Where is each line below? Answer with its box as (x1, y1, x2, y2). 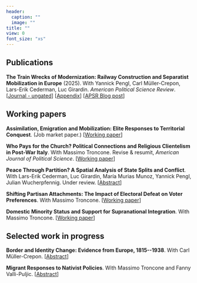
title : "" (6, 25, 31, 31)
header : (6, 8, 25, 15)
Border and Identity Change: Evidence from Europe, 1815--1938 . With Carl (6, 247, 190, 254)
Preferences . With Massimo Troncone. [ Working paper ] (6, 197, 141, 204)
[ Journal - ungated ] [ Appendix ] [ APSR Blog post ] (6, 92, 125, 99)
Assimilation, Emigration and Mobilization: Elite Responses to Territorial (6, 125, 185, 132)
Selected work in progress (6, 231, 105, 241)
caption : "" (11, 14, 41, 20)
